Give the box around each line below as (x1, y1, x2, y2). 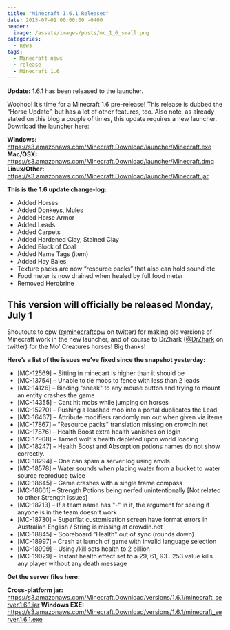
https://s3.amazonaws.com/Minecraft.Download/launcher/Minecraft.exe (7, 143, 212, 151)
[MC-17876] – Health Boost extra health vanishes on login (17, 428, 181, 436)
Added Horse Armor (17, 213, 74, 221)
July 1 (7, 309, 32, 321)
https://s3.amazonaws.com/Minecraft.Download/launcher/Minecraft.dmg (7, 157, 215, 165)
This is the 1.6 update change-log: (7, 185, 107, 193)
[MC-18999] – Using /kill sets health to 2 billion (17, 545, 150, 553)
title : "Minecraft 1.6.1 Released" (7, 10, 109, 17)
